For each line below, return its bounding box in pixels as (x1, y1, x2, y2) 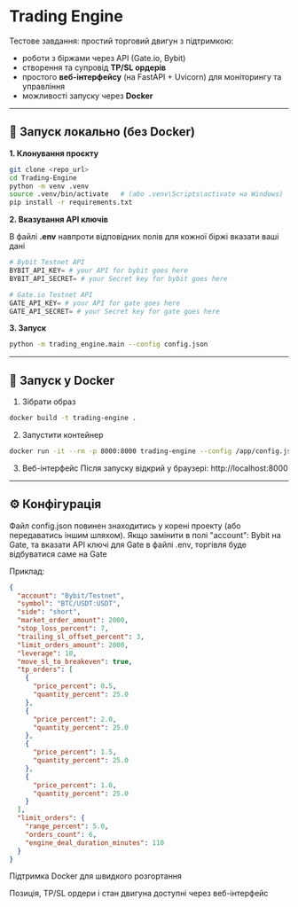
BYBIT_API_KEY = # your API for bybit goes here (9, 266, 189, 275)
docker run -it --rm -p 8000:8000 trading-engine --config (9, 446, 232, 456)
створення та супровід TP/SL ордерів (21, 62, 167, 73)
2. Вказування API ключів (9, 215, 109, 225)
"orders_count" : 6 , (25, 830, 98, 839)
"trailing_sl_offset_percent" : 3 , (17, 632, 145, 641)
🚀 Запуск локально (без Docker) (9, 124, 196, 139)
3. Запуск (9, 323, 47, 333)
